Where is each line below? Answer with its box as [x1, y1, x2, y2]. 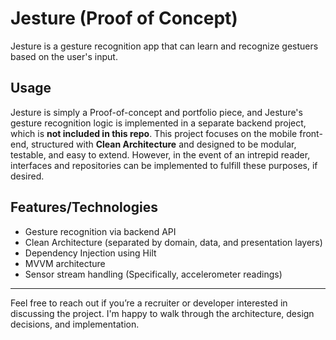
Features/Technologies [10, 199, 158, 216]
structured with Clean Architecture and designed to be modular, [30, 138, 297, 150]
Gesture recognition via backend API [24, 225, 177, 237]
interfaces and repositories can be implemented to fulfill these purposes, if [10, 159, 318, 171]
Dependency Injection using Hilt [24, 247, 157, 259]
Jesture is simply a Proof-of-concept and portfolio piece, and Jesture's [10, 106, 303, 118]
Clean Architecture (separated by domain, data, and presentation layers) [24, 236, 323, 248]
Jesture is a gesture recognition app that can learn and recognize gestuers [10, 40, 319, 52]
